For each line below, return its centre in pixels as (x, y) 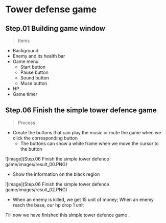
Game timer (25, 94)
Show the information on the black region (56, 174)
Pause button (34, 72)
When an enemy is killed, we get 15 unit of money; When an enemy (83, 199)
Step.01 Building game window (55, 28)
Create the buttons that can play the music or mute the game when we (87, 132)
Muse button (34, 83)
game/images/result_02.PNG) (36, 189)
